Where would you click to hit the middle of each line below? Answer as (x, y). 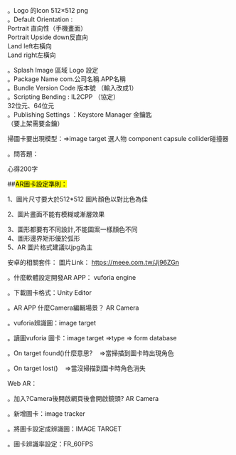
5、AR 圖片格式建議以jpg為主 (50, 247)
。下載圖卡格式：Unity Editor (50, 293)
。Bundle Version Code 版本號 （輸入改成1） (73, 88)
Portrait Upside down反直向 (48, 37)
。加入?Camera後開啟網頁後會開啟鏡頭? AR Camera (83, 398)
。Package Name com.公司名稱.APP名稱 (67, 79)
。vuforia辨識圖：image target (52, 323)
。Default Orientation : (40, 19)
